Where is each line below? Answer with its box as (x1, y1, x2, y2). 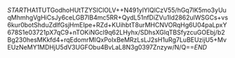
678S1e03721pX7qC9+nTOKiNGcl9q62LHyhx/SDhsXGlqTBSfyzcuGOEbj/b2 (7, 28, 226, 36)
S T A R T (7, 6, 27, 14)
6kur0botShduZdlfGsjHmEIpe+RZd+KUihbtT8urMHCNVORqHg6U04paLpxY (7, 21, 227, 29)
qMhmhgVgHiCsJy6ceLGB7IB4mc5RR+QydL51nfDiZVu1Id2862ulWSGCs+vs (7, 13, 229, 22)
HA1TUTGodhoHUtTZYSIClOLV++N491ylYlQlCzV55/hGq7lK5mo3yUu (27, 6, 227, 14)
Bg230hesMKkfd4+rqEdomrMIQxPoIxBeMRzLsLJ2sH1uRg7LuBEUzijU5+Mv (7, 36, 227, 44)
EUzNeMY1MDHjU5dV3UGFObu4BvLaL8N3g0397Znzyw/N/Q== (7, 43, 195, 51)
